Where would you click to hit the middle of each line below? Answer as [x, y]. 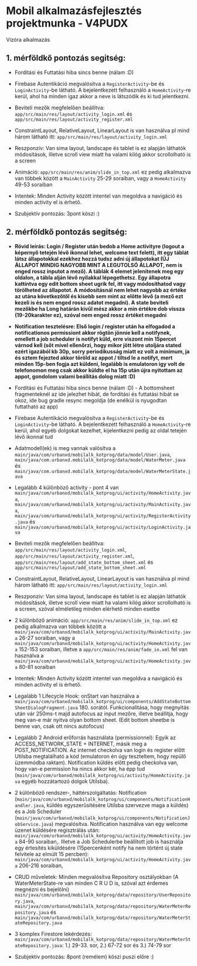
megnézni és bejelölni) [42, 889]
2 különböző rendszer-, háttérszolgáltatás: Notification [80, 792]
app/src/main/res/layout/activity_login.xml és [73, 114]
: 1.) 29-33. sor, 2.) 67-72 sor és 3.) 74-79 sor [117, 945]
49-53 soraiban [33, 184]
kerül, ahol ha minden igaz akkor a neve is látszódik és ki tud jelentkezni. [102, 96]
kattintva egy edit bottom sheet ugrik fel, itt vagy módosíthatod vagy [100, 284]
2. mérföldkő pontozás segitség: [67, 232]
